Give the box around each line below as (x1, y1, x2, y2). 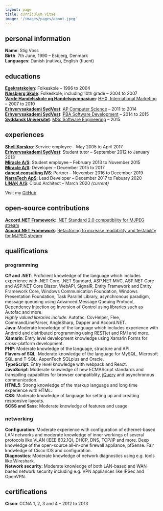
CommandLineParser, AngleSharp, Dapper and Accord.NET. (5, 320, 126, 325)
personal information (5, 34, 71, 43)
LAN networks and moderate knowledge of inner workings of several (5, 431, 144, 437)
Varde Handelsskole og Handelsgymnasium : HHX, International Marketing (5, 96, 157, 101)
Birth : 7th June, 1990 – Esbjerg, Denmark (5, 53, 88, 59)
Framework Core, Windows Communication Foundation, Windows (5, 288, 138, 295)
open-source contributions (5, 204, 90, 213)
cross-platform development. (5, 341, 64, 347)
